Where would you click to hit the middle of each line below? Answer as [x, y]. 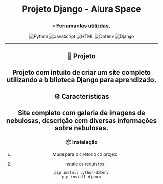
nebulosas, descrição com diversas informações [81, 121]
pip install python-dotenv [81, 173]
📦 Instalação [81, 142]
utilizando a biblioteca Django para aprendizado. [81, 80]
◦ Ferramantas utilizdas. [81, 26]
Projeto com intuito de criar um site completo [81, 72]
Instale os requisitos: [85, 164]
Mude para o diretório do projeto [85, 154]
